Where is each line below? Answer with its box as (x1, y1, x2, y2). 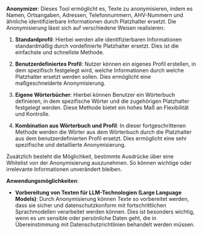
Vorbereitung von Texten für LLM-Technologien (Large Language (14, 189, 182, 196)
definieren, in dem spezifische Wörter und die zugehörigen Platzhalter (14, 97, 190, 105)
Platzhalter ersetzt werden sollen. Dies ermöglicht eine (14, 73, 151, 80)
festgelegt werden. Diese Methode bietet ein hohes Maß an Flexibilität (14, 104, 189, 111)
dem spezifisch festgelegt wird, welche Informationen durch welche (14, 67, 184, 74)
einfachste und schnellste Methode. (14, 49, 104, 56)
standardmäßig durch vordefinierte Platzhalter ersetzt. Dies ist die (14, 42, 179, 49)
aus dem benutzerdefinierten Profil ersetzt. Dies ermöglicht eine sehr (14, 135, 187, 142)
